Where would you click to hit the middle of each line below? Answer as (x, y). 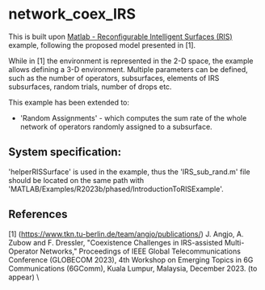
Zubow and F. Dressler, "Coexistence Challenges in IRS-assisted (116, 242)
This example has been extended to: (69, 102)
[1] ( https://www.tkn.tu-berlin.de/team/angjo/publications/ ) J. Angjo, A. (126, 234)
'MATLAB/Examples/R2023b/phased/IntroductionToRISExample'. (116, 189)
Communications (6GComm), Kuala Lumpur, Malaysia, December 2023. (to (133, 268)
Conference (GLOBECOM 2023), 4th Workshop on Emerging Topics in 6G (131, 259)
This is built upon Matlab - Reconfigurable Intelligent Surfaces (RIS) (120, 36)
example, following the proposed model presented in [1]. (102, 45)
